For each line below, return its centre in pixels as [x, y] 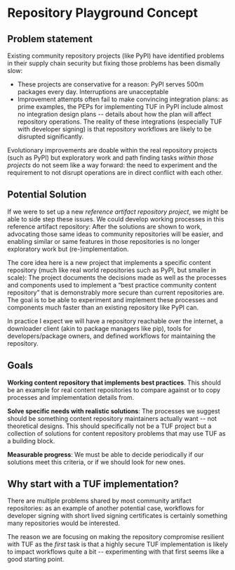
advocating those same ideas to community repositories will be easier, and [115, 234]
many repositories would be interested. [64, 523]
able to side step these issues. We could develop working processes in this [116, 219]
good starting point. [36, 559]
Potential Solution [47, 195]
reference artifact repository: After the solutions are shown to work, [105, 226]
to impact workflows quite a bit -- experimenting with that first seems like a [116, 552]
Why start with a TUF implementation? [93, 484]
